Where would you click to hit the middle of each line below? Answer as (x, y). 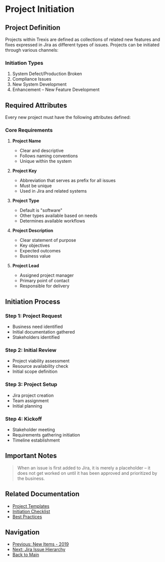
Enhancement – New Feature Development (56, 90)
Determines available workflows (52, 221)
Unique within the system (46, 161)
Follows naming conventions (49, 156)
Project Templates (31, 506)
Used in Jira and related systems (53, 191)
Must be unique (36, 186)
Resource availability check (40, 366)
